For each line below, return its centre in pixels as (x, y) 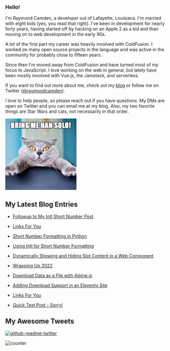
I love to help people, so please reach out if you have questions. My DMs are (85, 101)
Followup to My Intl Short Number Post (53, 216)
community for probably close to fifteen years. (54, 55)
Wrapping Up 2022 (32, 266)
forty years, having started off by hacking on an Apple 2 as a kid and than (82, 29)
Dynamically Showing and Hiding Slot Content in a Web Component (83, 256)
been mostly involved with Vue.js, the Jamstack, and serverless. (72, 76)
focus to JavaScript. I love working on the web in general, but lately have (81, 70)
